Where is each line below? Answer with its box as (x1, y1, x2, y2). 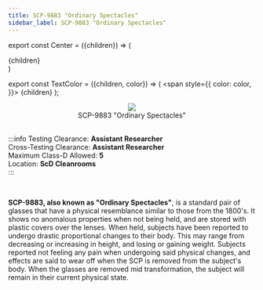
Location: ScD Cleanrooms (8, 158, 97, 169)
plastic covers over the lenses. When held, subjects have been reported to (8, 223, 249, 232)
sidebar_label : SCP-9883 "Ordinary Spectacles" (8, 19, 167, 27)
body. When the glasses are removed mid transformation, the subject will (8, 264, 245, 274)
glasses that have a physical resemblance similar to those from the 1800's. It (8, 205, 255, 216)
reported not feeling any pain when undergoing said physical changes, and (8, 248, 251, 257)
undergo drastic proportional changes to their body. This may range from (8, 230, 245, 240)
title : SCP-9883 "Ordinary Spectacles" (8, 11, 139, 20)
